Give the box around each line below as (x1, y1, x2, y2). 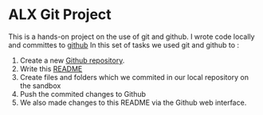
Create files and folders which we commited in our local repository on (19, 72, 249, 82)
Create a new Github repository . (19, 56, 125, 65)
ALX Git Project (8, 6, 112, 24)
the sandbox (19, 81, 61, 90)
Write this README (19, 63, 83, 73)
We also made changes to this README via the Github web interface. (19, 98, 247, 107)
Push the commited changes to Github (19, 89, 146, 98)
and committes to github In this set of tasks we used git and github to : (8, 40, 240, 49)
